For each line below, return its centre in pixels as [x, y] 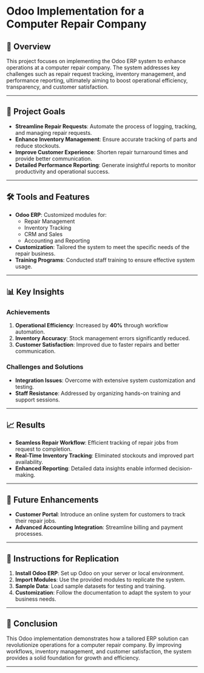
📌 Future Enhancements [53, 500]
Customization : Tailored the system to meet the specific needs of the [102, 247]
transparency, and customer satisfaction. [58, 87]
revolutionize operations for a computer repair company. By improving [94, 644]
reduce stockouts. [38, 145]
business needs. [36, 599]
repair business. [35, 253]
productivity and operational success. [62, 171]
